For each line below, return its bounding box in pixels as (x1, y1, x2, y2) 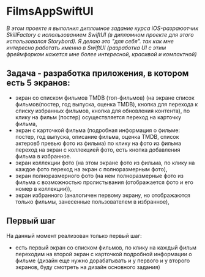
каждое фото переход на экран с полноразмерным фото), (15, 165, 168, 172)
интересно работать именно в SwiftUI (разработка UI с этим (6, 44, 166, 51)
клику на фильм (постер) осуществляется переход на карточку (15, 113, 182, 120)
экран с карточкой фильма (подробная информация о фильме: (15, 127, 181, 134)
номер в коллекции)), (15, 185, 72, 192)
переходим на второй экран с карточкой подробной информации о (15, 250, 192, 257)
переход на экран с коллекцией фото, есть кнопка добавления (15, 146, 181, 153)
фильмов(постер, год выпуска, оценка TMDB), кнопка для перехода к (15, 100, 198, 108)
